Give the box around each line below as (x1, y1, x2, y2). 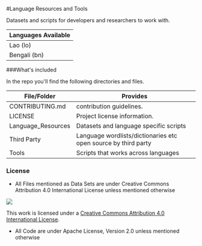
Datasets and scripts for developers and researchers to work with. (6, 17, 170, 23)
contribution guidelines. (76, 102, 143, 110)
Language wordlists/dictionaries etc (76, 131, 177, 140)
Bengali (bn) (9, 51, 44, 59)
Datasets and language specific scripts (76, 122, 186, 130)
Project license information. (76, 112, 154, 120)
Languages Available (9, 31, 71, 39)
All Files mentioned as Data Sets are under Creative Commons (14, 180, 170, 188)
